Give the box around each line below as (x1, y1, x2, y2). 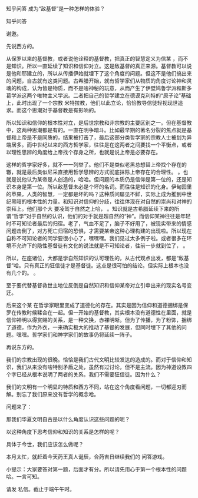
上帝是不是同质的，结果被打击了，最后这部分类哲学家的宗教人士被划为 (16, 134, 187, 141)
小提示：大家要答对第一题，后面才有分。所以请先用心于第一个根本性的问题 (6, 466, 187, 473)
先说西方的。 (6, 43, 37, 49)
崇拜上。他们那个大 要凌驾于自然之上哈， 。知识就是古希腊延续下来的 (6, 205, 174, 212)
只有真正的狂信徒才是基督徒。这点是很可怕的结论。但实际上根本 (24, 262, 179, 269)
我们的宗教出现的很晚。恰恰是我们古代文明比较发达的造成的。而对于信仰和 (6, 356, 187, 363)
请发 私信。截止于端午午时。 (6, 486, 75, 493)
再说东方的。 (6, 344, 37, 350)
